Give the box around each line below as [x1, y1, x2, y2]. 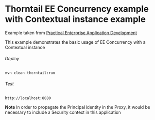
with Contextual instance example [5, 14, 146, 25]
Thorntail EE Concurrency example [5, 3, 149, 15]
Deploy [5, 55, 19, 61]
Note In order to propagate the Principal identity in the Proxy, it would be [5, 104, 151, 110]
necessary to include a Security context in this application [5, 109, 121, 115]
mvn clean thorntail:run [5, 70, 55, 76]
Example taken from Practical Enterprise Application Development [5, 30, 137, 35]
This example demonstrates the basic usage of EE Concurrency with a [5, 39, 146, 45]
